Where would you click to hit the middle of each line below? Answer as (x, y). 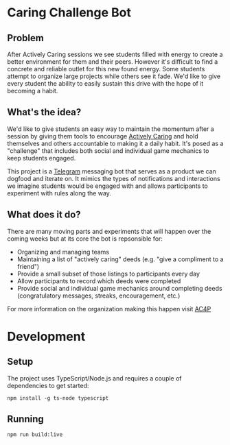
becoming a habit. (33, 91)
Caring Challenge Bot (69, 13)
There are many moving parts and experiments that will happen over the (109, 231)
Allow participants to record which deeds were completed (99, 281)
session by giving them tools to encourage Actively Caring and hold (103, 136)
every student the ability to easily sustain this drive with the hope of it (105, 83)
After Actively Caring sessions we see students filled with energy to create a (115, 54)
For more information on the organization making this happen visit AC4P (109, 309)
